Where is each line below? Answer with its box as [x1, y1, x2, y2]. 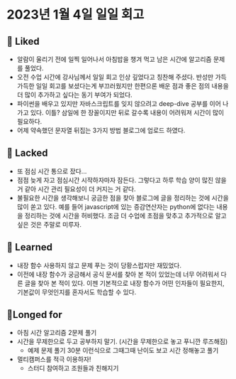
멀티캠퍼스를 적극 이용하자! [16, 355, 91, 363]
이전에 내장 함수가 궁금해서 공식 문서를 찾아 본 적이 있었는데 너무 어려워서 [16, 269, 220, 278]
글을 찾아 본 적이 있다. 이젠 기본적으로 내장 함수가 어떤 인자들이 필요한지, [24, 279, 225, 287]
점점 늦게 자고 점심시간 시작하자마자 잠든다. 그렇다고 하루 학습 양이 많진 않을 [16, 176, 227, 184]
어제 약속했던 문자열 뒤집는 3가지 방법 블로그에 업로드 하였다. [16, 126, 186, 134]
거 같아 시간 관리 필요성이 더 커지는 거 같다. [16, 184, 136, 193]
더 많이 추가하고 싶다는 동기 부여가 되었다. [16, 90, 133, 99]
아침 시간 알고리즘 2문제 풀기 [16, 329, 97, 337]
